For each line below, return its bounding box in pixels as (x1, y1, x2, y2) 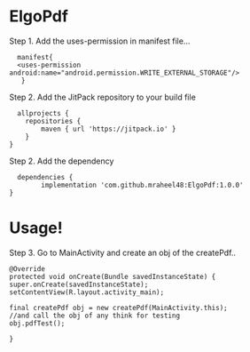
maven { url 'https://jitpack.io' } (41, 124, 176, 133)
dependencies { (17, 172, 74, 181)
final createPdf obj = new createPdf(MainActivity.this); (9, 303, 228, 312)
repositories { (25, 116, 82, 125)
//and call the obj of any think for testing (9, 311, 180, 320)
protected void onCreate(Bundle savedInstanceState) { (9, 272, 216, 281)
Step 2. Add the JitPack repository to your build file (9, 92, 197, 102)
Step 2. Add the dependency (9, 156, 114, 166)
